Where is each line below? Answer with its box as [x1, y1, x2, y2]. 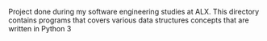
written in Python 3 [8, 24, 72, 33]
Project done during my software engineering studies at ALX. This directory [8, 7, 260, 16]
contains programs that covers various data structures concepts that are [8, 15, 249, 25]
